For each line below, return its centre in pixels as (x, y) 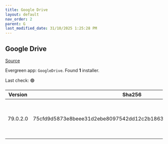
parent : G (15, 24)
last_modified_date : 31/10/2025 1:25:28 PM (51, 28)
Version (18, 94)
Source (12, 60)
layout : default (22, 14)
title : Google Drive (27, 10)
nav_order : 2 (19, 19)
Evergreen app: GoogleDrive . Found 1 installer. (52, 70)
